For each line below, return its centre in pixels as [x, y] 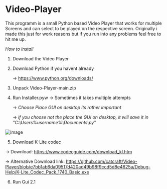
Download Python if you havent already [53, 68]
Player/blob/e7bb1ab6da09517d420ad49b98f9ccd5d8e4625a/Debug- [78, 166]
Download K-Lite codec [37, 142]
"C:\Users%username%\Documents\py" [54, 122]
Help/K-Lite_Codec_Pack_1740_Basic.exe [47, 172]
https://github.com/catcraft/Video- [102, 161]
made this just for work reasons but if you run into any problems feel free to [83, 34]
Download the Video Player [41, 58]
